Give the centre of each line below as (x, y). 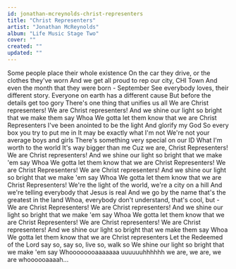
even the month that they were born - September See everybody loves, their (118, 88)
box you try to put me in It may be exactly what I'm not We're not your (108, 132)
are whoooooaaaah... (38, 259)
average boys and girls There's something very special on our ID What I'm (115, 140)
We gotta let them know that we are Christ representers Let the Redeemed (115, 237)
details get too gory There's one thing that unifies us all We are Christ (108, 103)
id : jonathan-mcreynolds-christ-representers (75, 14)
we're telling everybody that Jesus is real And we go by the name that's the (117, 192)
